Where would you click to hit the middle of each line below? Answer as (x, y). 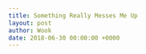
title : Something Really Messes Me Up (73, 15)
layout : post (30, 23)
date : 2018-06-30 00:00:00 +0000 (64, 38)
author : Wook (30, 30)
